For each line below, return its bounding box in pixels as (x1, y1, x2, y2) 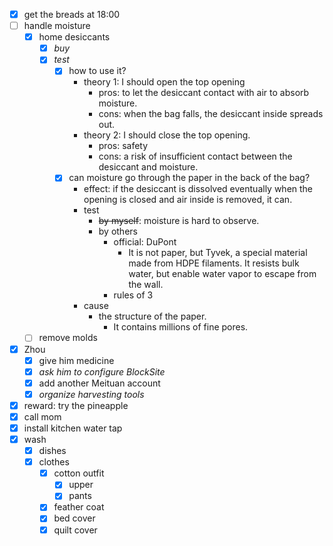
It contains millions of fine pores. (113, 321, 249, 333)
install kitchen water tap (23, 422, 123, 434)
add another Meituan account (38, 377, 161, 389)
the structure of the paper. (98, 310, 207, 323)
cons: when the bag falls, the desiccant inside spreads (98, 108, 324, 120)
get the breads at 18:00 (23, 9, 121, 20)
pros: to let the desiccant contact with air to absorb (98, 87, 310, 99)
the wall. (128, 279, 164, 291)
